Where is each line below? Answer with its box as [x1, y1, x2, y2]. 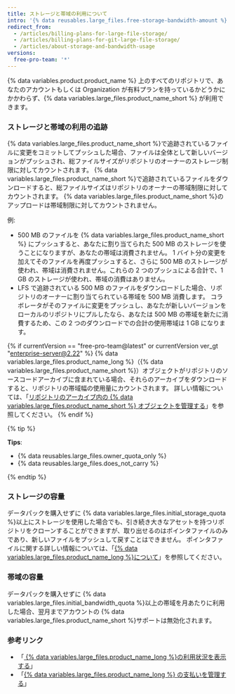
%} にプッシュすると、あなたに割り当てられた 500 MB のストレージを [17, 240, 220, 248]
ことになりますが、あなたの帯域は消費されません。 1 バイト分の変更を [23, 248, 227, 257]
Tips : [7, 438, 22, 447]
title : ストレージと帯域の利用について [7, 10, 107, 18]
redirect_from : [7, 23, 52, 30]
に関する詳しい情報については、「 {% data [19, 544, 138, 553]
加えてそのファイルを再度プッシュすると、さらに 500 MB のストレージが [17, 258, 228, 266]
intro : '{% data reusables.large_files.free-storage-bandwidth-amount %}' [7, 17, 231, 24]
